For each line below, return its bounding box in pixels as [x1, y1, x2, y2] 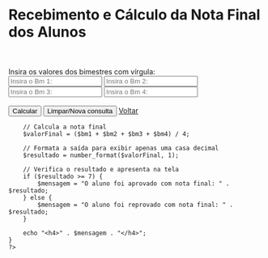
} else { [23, 193, 53, 201]
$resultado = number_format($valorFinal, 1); [23, 151, 180, 159]
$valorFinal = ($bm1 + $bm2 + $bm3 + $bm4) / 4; [23, 129, 190, 138]
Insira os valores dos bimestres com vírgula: [8, 66, 155, 76]
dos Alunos [8, 23, 87, 41]
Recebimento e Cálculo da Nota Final [8, 6, 261, 24]
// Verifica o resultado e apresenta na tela [23, 165, 180, 173]
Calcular [12, 107, 38, 115]
